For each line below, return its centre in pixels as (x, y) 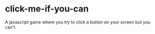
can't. (11, 27)
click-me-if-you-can (47, 9)
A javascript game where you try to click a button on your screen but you (78, 22)
